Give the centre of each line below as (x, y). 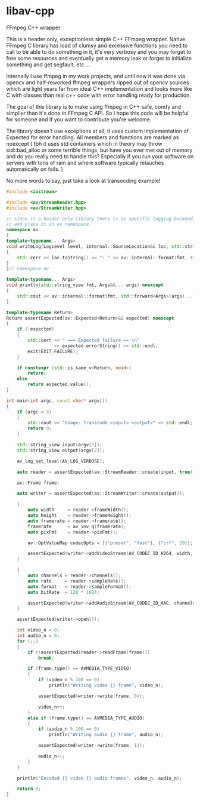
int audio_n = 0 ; (38, 636)
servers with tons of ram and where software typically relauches (85, 163)
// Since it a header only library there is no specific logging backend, (101, 219)
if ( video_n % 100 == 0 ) (69, 680)
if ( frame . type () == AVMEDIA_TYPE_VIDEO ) (80, 669)
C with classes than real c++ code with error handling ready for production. (99, 95)
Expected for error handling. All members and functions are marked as (93, 137)
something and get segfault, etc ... (48, 65)
